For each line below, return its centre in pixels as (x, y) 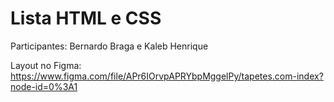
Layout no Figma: (46, 65)
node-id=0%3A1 (44, 86)
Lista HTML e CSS (86, 18)
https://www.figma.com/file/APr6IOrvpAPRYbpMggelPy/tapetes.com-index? (167, 76)
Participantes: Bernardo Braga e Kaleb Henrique (109, 46)
